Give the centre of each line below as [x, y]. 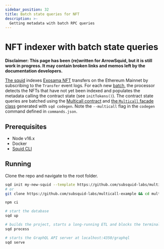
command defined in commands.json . [41, 111]
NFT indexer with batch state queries [82, 47]
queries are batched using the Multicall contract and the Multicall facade [79, 101]
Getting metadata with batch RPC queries [52, 23]
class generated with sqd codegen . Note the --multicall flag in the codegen [80, 106]
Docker [20, 143]
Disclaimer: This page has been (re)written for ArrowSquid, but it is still [79, 61]
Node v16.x [23, 138]
